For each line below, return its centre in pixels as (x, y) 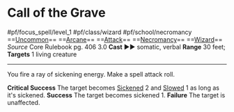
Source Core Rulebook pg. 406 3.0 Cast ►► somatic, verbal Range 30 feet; (117, 47)
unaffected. (24, 102)
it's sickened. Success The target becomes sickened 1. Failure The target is (116, 95)
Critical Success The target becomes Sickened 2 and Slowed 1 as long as (113, 88)
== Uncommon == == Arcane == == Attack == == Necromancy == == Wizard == (115, 39)
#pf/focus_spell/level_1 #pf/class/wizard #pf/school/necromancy (100, 32)
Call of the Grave (56, 13)
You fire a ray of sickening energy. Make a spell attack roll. (91, 74)
